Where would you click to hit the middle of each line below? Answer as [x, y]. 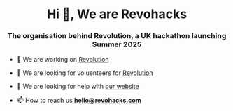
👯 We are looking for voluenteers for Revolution [85, 73]
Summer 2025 [117, 44]
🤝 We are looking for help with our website [78, 87]
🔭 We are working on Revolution [63, 60]
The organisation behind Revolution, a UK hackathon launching [117, 36]
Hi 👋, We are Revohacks [117, 14]
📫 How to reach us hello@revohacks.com [79, 101]
